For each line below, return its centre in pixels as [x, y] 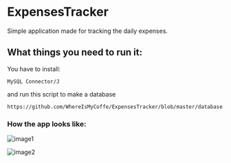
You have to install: [34, 68]
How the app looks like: [47, 124]
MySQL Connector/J [33, 81]
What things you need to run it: [75, 52]
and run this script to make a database [62, 94]
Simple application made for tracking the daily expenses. [88, 31]
